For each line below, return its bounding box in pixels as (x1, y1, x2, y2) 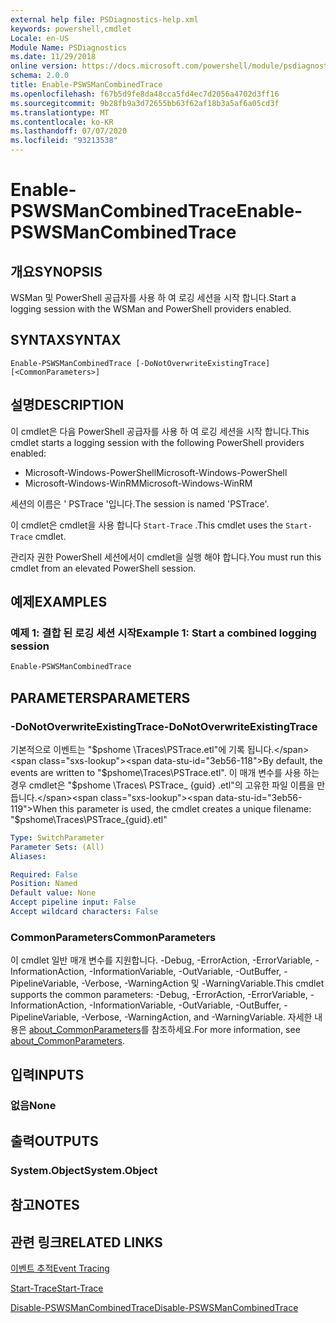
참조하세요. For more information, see (151, 1024, 301, 1036)
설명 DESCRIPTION (10, 397, 125, 414)
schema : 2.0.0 (10, 71, 70, 81)
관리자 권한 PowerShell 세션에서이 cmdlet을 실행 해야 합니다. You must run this (10, 551, 322, 563)
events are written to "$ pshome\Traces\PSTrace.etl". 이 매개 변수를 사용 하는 (10, 766, 320, 778)
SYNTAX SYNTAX (10, 332, 122, 349)
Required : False (10, 869, 78, 880)
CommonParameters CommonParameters (10, 930, 217, 944)
